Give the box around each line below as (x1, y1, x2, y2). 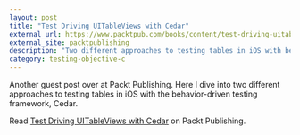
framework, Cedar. (9, 98, 79, 108)
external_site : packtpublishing (9, 38, 129, 47)
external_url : (9, 30, 62, 38)
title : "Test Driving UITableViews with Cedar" (9, 21, 190, 30)
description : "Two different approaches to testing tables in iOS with (9, 46, 281, 55)
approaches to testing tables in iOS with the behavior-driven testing (9, 89, 258, 99)
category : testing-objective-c (9, 55, 126, 63)
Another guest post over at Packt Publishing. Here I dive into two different (9, 80, 280, 89)
